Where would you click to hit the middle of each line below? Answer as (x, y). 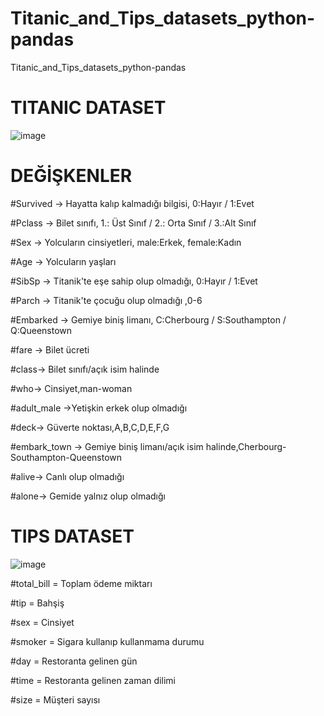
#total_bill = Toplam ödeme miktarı (81, 583)
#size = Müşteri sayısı (55, 699)
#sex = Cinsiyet (42, 622)
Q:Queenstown (41, 330)
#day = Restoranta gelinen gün (74, 661)
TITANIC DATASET (88, 108)
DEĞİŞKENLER (71, 176)
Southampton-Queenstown (66, 457)
